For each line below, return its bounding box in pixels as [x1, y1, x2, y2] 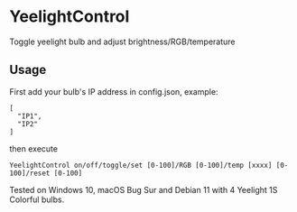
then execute [9, 143, 59, 154]
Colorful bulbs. [9, 194, 65, 205]
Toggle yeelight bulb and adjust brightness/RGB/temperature [9, 36, 237, 47]
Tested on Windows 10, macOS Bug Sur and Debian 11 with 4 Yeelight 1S [9, 184, 278, 195]
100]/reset [9, 169, 51, 178]
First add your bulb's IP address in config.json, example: [9, 86, 218, 97]
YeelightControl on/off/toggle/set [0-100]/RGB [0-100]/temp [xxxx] [9, 161, 273, 170]
